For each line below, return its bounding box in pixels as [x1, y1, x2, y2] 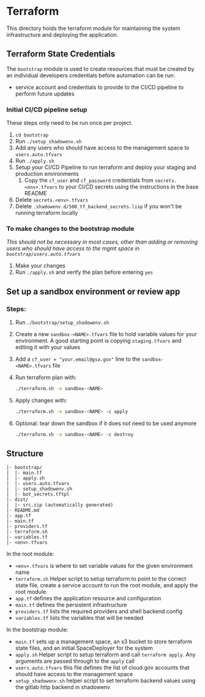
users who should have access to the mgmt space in [6, 245, 140, 252]
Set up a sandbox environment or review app [6, 286, 181, 296]
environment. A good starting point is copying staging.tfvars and [15, 337, 182, 344]
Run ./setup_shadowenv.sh [15, 138, 82, 145]
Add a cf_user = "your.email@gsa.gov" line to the [15, 355, 141, 363]
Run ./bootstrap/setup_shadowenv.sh [15, 318, 110, 326]
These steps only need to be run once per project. [6, 119, 133, 127]
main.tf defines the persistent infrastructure [15, 601, 127, 609]
